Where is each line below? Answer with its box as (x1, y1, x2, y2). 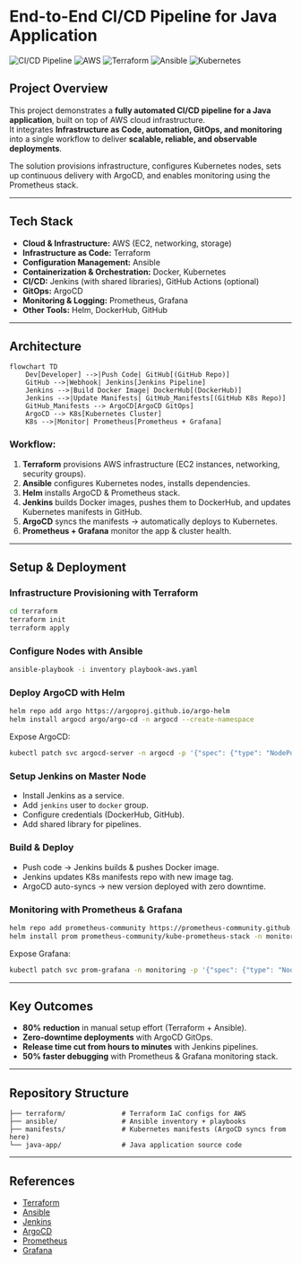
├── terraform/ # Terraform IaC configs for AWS (9, 1110, 246, 1119)
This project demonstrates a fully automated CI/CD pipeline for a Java (9, 105, 271, 116)
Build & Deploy (9, 841, 74, 854)
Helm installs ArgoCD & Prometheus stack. (21, 487, 181, 498)
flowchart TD (9, 362, 58, 371)
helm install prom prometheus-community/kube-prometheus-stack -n (9, 931, 262, 941)
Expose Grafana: (9, 948, 72, 959)
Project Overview (9, 81, 108, 96)
